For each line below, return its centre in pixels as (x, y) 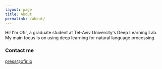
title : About (19, 14)
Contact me (20, 50)
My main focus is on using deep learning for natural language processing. (81, 38)
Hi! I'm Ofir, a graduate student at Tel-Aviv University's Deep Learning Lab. (81, 33)
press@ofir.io (19, 61)
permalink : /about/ (25, 19)
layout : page (19, 10)
